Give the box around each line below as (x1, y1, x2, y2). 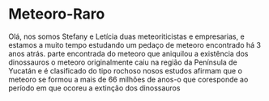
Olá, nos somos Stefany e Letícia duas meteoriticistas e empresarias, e (8, 32, 245, 41)
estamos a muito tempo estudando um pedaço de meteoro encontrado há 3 (8, 40, 262, 49)
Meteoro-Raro (8, 5, 105, 23)
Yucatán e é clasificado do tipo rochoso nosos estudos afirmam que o (8, 65, 243, 75)
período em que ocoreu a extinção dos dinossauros (8, 82, 181, 93)
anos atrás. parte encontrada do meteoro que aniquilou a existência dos (8, 48, 249, 58)
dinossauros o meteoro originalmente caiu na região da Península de (8, 57, 237, 67)
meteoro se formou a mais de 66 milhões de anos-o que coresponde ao (8, 74, 249, 84)
